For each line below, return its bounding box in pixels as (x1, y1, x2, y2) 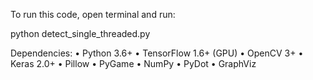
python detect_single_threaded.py (10, 28, 151, 39)
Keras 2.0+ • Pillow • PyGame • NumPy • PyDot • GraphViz (10, 58, 257, 69)
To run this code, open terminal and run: (10, 9, 176, 20)
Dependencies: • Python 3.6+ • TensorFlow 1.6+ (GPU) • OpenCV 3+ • (10, 47, 304, 59)
